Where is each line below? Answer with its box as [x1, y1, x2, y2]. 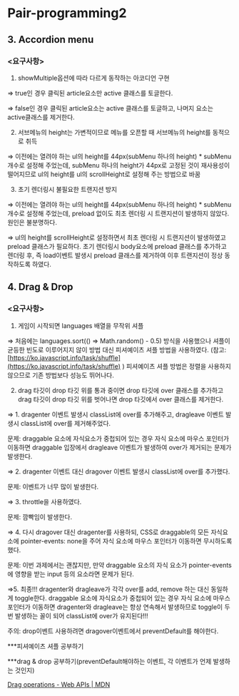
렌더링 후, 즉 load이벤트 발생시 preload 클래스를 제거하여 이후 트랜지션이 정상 [7, 251, 223, 260]
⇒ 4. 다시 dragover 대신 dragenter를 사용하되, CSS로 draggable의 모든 [7, 528, 209, 536]
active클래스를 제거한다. [7, 113, 75, 121]
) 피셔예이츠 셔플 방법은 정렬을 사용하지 [122, 362, 232, 370]
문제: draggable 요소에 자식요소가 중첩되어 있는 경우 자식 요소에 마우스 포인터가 [7, 434, 230, 443]
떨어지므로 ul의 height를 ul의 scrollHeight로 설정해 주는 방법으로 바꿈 [7, 170, 201, 178]
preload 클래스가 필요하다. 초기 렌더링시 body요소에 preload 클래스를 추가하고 [7, 242, 227, 250]
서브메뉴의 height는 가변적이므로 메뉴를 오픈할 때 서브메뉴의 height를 [17, 128, 211, 136]
